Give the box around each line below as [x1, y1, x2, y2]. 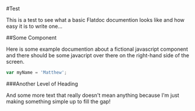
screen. [6, 58, 25, 65]
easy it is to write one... [6, 23, 63, 30]
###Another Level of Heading [6, 80, 78, 87]
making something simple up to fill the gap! [6, 97, 111, 105]
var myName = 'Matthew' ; [6, 70, 67, 76]
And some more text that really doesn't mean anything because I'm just [6, 92, 180, 99]
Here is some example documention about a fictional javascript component [6, 45, 189, 53]
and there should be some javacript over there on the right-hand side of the [6, 52, 190, 58]
